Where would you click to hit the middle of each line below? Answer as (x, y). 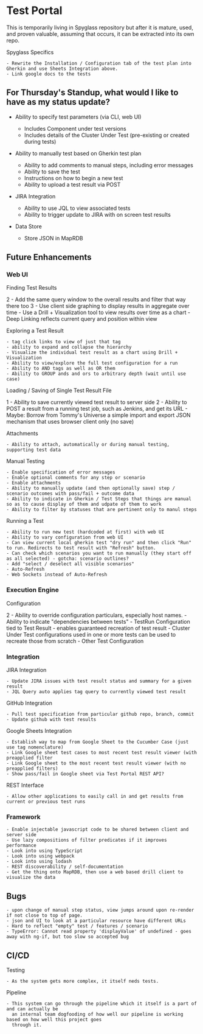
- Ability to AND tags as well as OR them (61, 369)
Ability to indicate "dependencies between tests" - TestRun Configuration (98, 621)
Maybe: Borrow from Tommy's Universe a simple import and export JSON (98, 415)
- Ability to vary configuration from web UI (65, 537)
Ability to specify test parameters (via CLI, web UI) (78, 117)
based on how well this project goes (54, 1019)
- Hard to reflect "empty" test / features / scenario (77, 926)
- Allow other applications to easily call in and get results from (95, 797)
